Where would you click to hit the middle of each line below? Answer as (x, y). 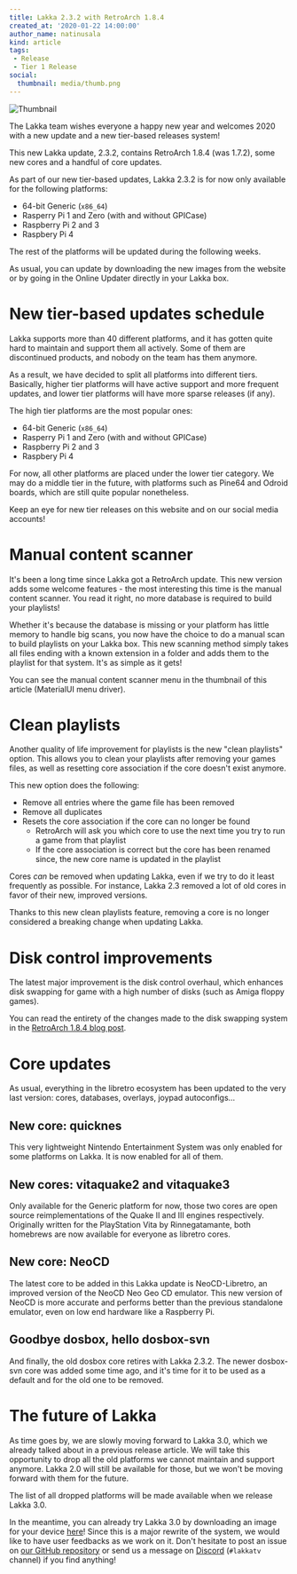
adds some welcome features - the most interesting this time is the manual (145, 589)
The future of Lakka (83, 1416)
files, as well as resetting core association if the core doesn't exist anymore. (148, 768)
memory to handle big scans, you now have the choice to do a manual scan (147, 634)
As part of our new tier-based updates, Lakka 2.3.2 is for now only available (148, 179)
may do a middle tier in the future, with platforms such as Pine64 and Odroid (148, 482)
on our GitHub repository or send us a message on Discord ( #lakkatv (135, 1550)
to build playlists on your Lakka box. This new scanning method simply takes (149, 644)
